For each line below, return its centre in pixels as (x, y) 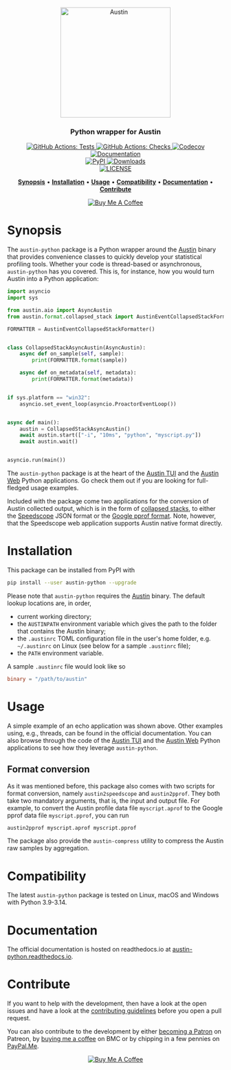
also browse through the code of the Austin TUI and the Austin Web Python (114, 740)
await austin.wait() (49, 442)
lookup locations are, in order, (49, 603)
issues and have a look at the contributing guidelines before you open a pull (114, 1011)
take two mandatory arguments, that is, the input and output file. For (104, 800)
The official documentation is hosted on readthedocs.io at (89, 950)
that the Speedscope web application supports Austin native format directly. (115, 523)
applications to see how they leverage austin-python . (82, 748)
